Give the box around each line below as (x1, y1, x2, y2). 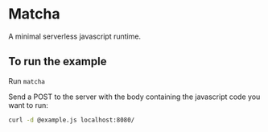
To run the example (8, 55, 107, 68)
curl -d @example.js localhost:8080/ (8, 116, 135, 124)
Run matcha (8, 76, 46, 85)
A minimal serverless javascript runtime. (8, 31, 142, 41)
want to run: (8, 100, 48, 109)
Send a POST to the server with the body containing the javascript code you (8, 92, 261, 101)
